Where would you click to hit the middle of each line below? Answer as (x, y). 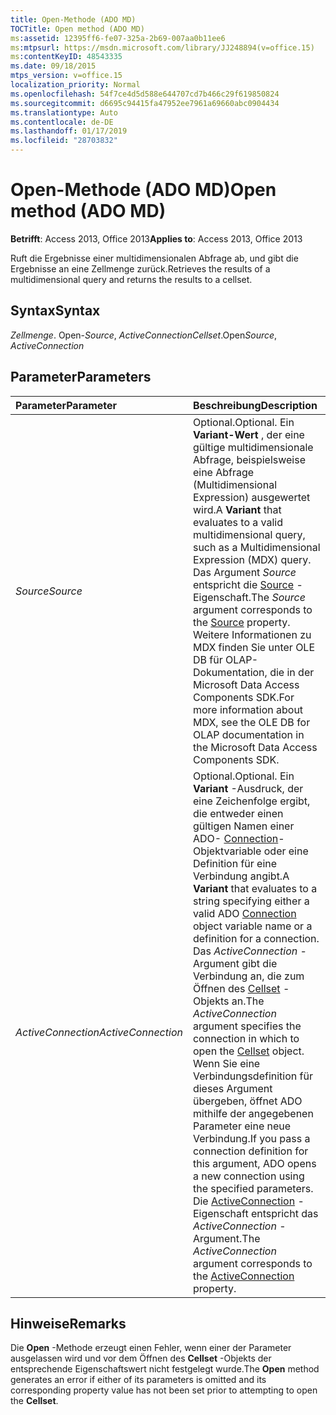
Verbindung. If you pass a (251, 1138)
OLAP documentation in (248, 734)
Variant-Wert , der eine (248, 434)
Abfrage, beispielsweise (249, 459)
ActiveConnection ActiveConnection (99, 1032)
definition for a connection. (256, 938)
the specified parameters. (253, 1188)
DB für (207, 659)
